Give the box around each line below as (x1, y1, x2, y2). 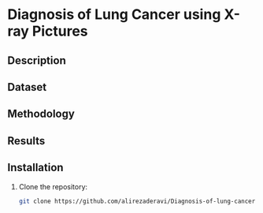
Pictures (31, 22, 88, 40)
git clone (18, 197, 52, 205)
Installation (7, 161, 64, 174)
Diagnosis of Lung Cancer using (7, 6, 221, 24)
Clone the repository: (18, 181, 88, 191)
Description (7, 54, 66, 67)
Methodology (7, 107, 76, 121)
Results (7, 134, 46, 148)
